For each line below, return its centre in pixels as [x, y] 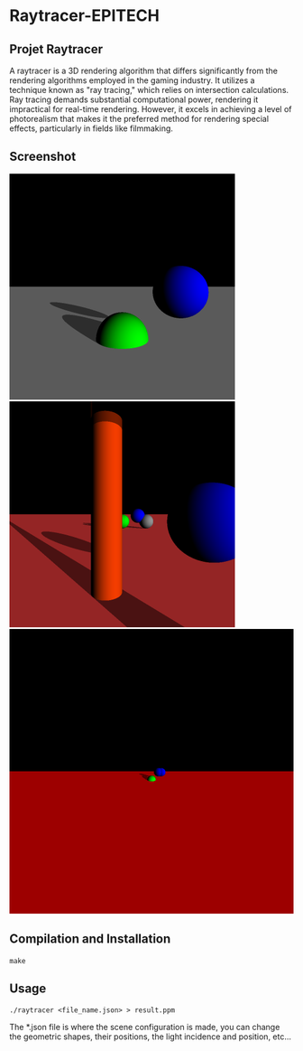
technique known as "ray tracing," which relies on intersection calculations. [149, 90]
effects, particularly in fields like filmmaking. [92, 128]
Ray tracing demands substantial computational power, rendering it [134, 99]
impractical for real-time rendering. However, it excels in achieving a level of [151, 109]
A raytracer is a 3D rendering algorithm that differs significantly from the [143, 70]
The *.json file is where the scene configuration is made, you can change [145, 1028]
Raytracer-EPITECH [84, 16]
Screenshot [43, 157]
